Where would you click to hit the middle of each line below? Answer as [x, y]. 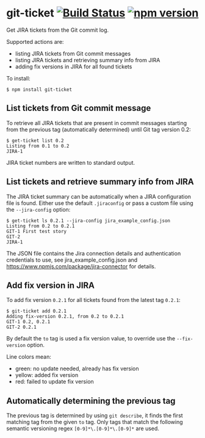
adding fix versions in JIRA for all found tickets [74, 66]
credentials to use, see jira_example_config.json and [72, 260]
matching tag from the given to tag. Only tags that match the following [95, 422]
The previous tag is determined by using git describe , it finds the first [95, 415]
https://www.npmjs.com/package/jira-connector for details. [81, 266]
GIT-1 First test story [37, 231]
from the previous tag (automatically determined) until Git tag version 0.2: [99, 129]
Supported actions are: [35, 41]
